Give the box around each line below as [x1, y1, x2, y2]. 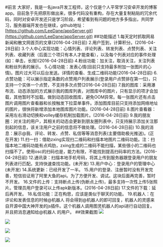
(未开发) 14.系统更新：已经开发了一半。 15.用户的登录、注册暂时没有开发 [5, 167, 149, 172]
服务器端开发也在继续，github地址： [13, 22, 86, 28]
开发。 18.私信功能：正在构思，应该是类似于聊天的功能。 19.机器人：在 [13, 191, 155, 197]
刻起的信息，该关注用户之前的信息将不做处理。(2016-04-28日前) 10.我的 [5, 124, 149, 130]
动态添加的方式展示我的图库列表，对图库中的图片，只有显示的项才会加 [17, 88, 158, 93]
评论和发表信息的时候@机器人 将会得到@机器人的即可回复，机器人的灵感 [5, 197, 150, 202]
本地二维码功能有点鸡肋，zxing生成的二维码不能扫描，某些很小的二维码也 [9, 142, 156, 148]
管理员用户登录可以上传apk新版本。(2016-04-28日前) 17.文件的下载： [13, 185, 152, 190]
